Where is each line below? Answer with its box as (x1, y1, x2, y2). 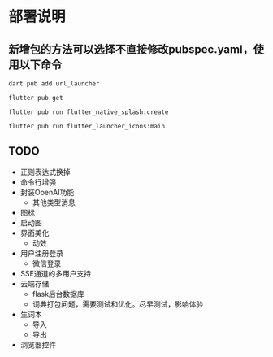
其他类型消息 (32, 197, 76, 207)
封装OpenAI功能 (19, 187, 75, 197)
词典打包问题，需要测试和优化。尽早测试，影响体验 (32, 298, 204, 309)
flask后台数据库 (32, 289, 85, 298)
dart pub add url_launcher (8, 80, 100, 88)
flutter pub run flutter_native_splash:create (8, 108, 169, 116)
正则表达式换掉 (19, 167, 71, 176)
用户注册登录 (19, 248, 63, 258)
